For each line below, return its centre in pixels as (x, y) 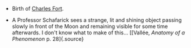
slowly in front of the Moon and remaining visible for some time (90, 26)
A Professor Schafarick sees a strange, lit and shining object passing (97, 20)
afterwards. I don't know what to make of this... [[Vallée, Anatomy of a (98, 33)
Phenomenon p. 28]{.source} (48, 39)
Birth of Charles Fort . (38, 9)
